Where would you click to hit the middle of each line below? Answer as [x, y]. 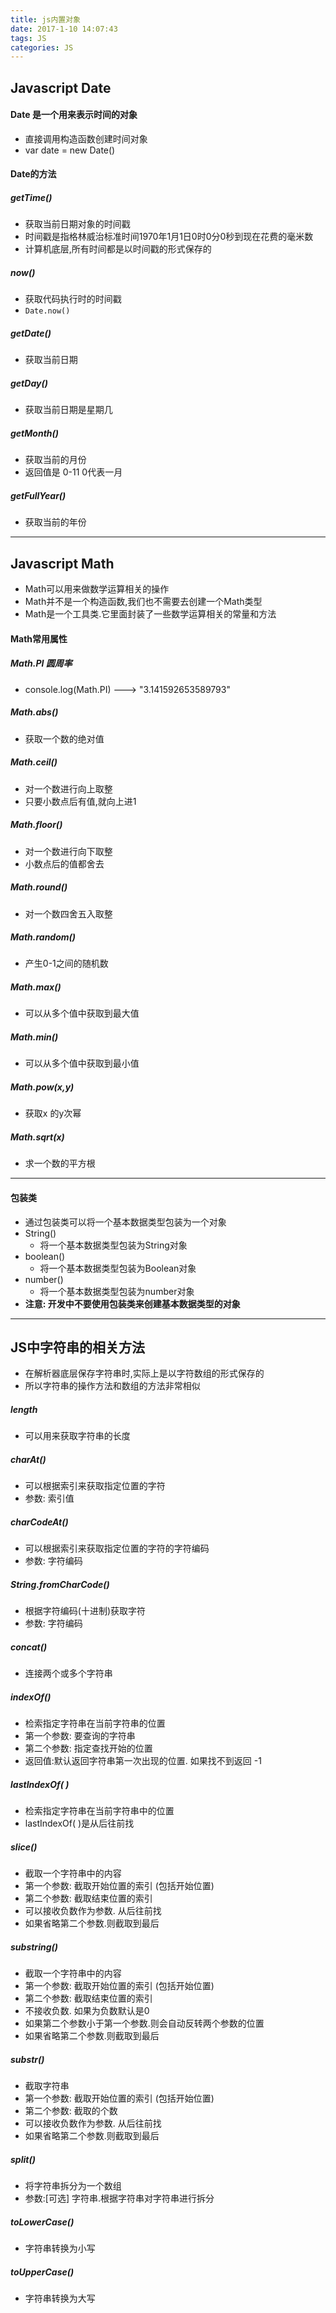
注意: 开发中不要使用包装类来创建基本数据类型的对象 [132, 1303]
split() [23, 2159]
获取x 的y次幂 [53, 1113]
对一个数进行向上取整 [68, 788]
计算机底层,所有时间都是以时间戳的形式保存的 [118, 249]
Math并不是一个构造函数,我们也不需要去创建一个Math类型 [143, 602]
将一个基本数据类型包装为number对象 [117, 1291]
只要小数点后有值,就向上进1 [80, 801]
